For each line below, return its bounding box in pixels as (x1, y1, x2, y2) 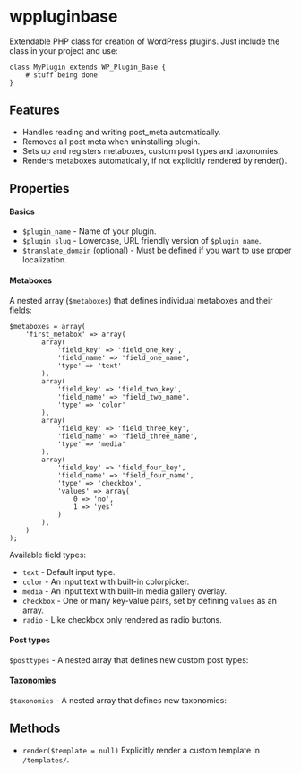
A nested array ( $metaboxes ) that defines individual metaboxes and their (9, 295, 273, 305)
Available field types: (9, 549, 87, 560)
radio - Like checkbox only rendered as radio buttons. (21, 614, 222, 624)
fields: (9, 305, 33, 315)
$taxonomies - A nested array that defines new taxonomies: (9, 694, 227, 705)
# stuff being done (25, 70, 99, 80)
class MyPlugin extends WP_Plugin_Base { (9, 63, 167, 72)
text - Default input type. (21, 566, 116, 577)
